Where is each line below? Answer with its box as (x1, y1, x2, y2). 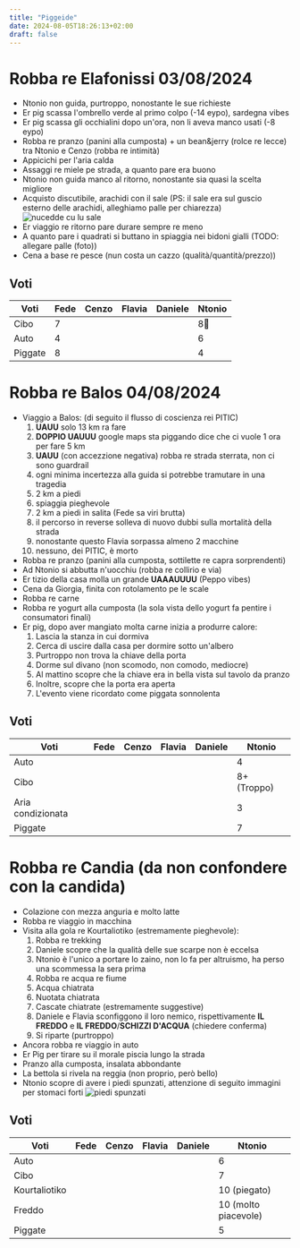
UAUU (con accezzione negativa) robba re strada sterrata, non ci (35, 450, 275, 461)
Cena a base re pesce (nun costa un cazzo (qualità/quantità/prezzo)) (21, 250, 277, 261)
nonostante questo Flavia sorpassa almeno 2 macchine (35, 536, 239, 547)
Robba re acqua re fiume (35, 972, 127, 983)
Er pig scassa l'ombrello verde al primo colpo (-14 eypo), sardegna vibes (21, 107, 290, 118)
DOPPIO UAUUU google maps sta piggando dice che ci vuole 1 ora (35, 432, 281, 442)
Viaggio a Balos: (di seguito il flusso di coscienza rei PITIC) (21, 413, 239, 423)
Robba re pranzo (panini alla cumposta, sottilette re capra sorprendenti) (21, 555, 286, 566)
